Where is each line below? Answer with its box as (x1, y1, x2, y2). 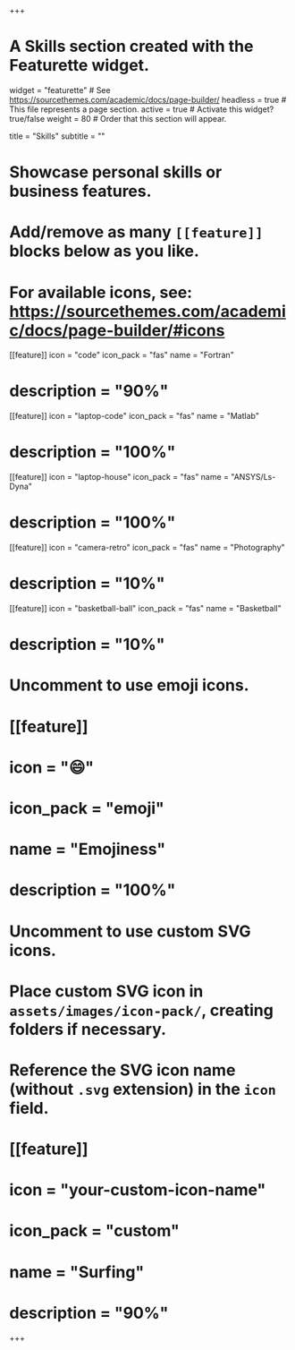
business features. (9, 181, 152, 201)
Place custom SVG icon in (9, 981, 204, 1001)
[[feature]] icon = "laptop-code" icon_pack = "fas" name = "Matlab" (9, 411, 259, 422)
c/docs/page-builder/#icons (9, 320, 225, 340)
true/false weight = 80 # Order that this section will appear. (9, 113, 227, 124)
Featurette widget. (9, 56, 150, 76)
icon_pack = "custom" (9, 1221, 181, 1241)
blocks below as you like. (9, 241, 199, 261)
